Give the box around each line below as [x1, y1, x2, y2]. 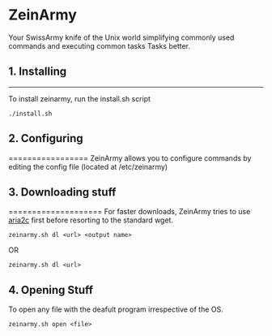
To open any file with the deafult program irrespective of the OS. [8, 304, 224, 314]
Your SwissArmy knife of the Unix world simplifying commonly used [8, 32, 235, 42]
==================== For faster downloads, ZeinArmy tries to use [8, 207, 251, 217]
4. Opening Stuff [8, 282, 94, 297]
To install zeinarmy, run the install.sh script [8, 93, 151, 103]
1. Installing [8, 65, 67, 79]
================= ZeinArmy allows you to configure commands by [8, 153, 252, 163]
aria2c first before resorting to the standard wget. [8, 215, 174, 225]
